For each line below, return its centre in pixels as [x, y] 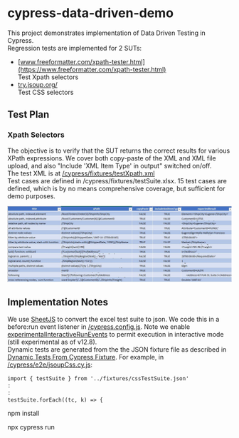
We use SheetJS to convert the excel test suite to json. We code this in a [113, 320]
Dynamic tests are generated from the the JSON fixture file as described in [117, 350]
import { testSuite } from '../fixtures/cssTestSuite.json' [99, 379]
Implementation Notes [58, 302]
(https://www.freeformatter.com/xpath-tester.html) [92, 69]
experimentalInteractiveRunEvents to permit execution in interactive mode [116, 335]
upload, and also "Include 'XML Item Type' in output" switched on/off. [110, 165]
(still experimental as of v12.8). [52, 342]
